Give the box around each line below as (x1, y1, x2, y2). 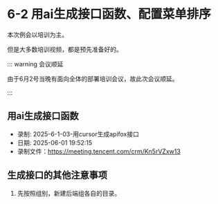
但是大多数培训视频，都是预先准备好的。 (7, 45, 122, 53)
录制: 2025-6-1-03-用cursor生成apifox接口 (17, 129, 140, 138)
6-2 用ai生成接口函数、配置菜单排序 (7, 6, 211, 22)
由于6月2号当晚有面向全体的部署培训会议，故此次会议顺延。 (7, 74, 179, 83)
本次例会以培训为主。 (7, 30, 68, 39)
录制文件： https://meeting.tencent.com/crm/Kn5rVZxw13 (17, 147, 181, 156)
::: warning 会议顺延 (7, 59, 64, 68)
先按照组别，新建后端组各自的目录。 (17, 189, 121, 197)
